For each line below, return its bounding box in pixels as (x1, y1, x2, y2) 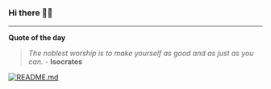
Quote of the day (8, 33, 66, 42)
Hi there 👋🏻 (8, 7, 53, 18)
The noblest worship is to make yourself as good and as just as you (27, 48, 254, 59)
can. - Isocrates (27, 57, 83, 67)
